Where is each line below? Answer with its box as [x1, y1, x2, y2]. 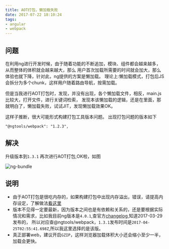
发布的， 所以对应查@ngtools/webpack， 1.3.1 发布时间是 [12, 219, 132, 225]
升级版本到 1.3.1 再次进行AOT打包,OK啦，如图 [5, 153, 101, 159]
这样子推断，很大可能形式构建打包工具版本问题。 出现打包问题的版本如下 [5, 113, 157, 119]
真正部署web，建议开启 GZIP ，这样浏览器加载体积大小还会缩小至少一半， [12, 231, 163, 238]
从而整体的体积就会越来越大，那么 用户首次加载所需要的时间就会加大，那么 [5, 67, 161, 73]
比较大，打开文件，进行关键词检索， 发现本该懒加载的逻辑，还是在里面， [5, 97, 157, 103]
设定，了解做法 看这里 [17, 200, 62, 206]
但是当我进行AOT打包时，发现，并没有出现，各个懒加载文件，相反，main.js [5, 90, 162, 96]
